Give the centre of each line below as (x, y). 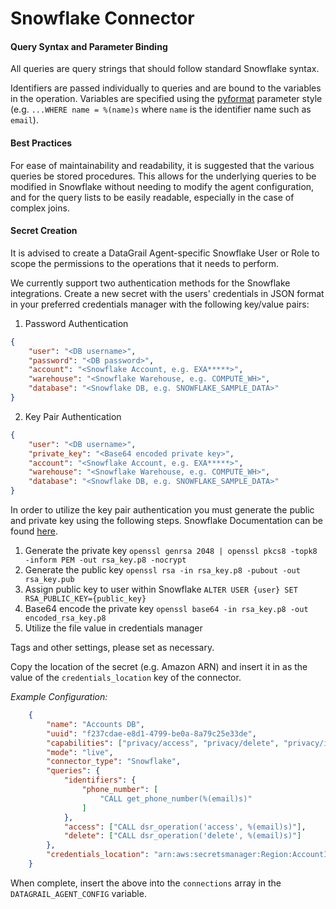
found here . (34, 531)
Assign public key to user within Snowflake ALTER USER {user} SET (161, 589)
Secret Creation (44, 231)
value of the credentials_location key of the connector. (126, 678)
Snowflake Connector (102, 18)
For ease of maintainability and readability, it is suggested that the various (162, 165)
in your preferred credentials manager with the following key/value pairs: (160, 304)
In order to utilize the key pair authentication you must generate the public (162, 510)
